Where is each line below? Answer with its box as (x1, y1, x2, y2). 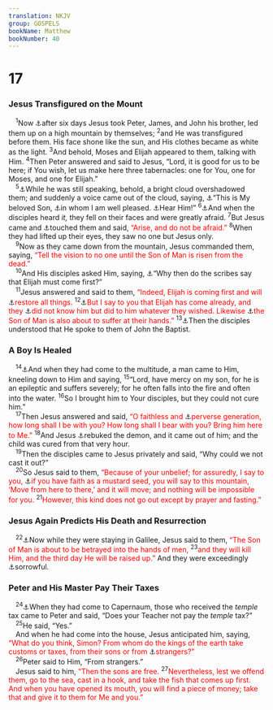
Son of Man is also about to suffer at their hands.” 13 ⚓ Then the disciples (8, 314, 250, 326)
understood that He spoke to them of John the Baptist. (8, 324, 191, 334)
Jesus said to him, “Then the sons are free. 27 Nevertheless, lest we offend (15, 665, 264, 677)
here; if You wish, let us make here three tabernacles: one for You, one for (8, 166, 256, 175)
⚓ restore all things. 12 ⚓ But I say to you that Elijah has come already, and (8, 296, 252, 307)
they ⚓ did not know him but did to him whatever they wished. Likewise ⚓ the (8, 305, 265, 315)
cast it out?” (8, 457, 49, 467)
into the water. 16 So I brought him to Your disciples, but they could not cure (8, 392, 259, 403)
